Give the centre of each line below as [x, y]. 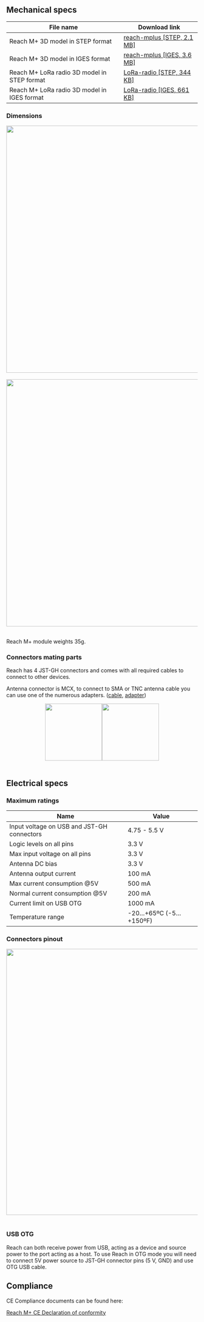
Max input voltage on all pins [50, 854]
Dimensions [24, 116]
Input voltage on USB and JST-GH [59, 827]
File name [63, 27]
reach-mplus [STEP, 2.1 [158, 37]
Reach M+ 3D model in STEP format [61, 41]
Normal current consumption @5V [58, 894]
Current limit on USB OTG [46, 903]
